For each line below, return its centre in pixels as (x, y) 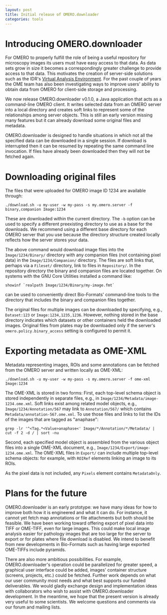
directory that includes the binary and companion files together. (71, 300)
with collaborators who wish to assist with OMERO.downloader (70, 591)
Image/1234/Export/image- (123, 448)
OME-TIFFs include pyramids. (36, 550)
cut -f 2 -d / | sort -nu (32, 433)
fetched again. (20, 157)
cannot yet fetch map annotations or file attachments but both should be (80, 518)
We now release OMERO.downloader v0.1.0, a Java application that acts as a (83, 99)
